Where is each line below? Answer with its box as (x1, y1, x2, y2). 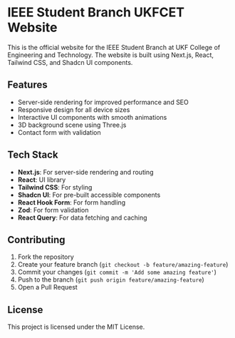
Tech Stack (7, 149, 58, 161)
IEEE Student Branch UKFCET (7, 4, 185, 21)
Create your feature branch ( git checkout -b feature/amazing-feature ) (17, 260, 229, 269)
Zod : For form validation (17, 205, 89, 214)
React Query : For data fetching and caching (17, 213, 147, 222)
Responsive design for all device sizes (17, 105, 130, 114)
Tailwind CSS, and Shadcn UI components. (7, 58, 133, 66)
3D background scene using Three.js (17, 121, 127, 129)
